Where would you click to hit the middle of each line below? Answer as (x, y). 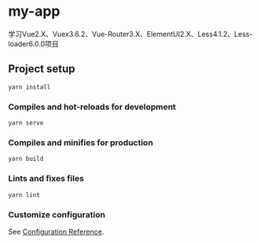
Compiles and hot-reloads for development (92, 107)
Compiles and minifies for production (81, 142)
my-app (34, 11)
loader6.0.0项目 (33, 44)
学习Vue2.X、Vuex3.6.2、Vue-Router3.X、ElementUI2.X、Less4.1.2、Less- (130, 34)
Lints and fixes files (46, 179)
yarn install (29, 87)
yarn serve (26, 123)
